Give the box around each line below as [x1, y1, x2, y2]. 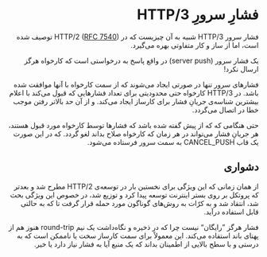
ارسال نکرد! [223, 64, 259, 73]
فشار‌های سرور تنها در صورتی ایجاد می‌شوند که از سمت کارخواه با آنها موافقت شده [13, 80, 259, 89]
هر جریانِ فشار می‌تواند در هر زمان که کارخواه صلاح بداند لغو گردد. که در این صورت [13, 129, 259, 138]
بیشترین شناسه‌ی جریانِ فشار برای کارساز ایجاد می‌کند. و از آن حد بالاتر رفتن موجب [13, 96, 259, 106]
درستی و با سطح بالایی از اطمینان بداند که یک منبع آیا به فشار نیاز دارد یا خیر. [33, 239, 259, 248]
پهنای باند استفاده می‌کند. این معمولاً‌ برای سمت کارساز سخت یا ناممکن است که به [17, 231, 259, 240]
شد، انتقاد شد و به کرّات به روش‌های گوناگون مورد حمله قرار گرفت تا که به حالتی [20, 198, 259, 208]
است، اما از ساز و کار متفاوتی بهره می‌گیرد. [130, 40, 259, 49]
